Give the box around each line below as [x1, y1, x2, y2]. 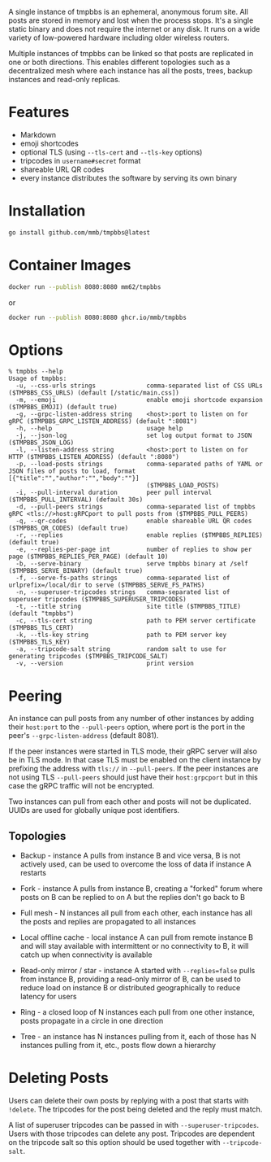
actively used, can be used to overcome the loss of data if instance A [19, 859, 252, 869]
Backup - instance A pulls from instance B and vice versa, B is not [19, 850, 241, 861]
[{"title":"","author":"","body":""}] [8, 474, 140, 483]
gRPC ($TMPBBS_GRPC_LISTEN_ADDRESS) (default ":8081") [8, 417, 198, 426]
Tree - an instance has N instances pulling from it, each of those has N [19, 1032, 257, 1042]
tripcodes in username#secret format [19, 155, 141, 165]
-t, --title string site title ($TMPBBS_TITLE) [15, 602, 242, 611]
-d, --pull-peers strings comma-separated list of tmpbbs [15, 503, 256, 511]
